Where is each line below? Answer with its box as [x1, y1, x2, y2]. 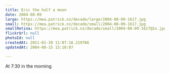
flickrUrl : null [5, 31, 39, 36]
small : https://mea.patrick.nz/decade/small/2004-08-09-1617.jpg [5, 21, 146, 27]
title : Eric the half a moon [5, 7, 67, 13]
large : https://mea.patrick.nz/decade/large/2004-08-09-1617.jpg [5, 17, 146, 22]
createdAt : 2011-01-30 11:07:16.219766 [5, 40, 90, 45]
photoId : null [5, 36, 35, 41]
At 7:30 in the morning [5, 63, 52, 69]
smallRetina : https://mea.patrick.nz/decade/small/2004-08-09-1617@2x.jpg [5, 26, 166, 31]
